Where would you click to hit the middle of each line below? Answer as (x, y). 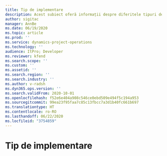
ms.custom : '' (20, 65)
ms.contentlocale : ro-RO (31, 112)
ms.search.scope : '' (27, 61)
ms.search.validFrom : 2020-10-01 (40, 93)
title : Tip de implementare (34, 10)
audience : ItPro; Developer (34, 51)
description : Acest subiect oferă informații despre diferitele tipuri (81, 14)
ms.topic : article (24, 33)
